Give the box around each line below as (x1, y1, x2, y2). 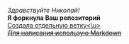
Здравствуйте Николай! (7, 6, 80, 14)
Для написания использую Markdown (7, 28, 122, 37)
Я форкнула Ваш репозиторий (7, 13, 101, 22)
